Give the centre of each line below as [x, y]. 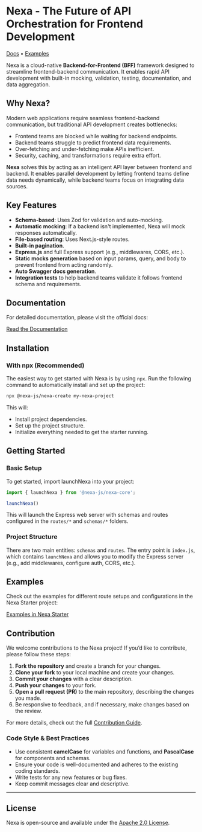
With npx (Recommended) [45, 365]
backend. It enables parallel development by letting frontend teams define [98, 173]
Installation [28, 348]
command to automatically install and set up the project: [76, 385]
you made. [28, 698]
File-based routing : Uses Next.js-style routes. [72, 239]
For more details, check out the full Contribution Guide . [74, 723]
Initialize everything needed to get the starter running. [82, 432]
